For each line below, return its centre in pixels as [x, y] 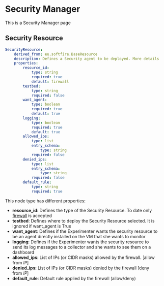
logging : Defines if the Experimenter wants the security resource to [81, 242]
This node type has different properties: [45, 201]
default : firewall [50, 81]
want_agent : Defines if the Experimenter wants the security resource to [85, 231]
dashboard [23, 252]
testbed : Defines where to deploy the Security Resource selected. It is [83, 221]
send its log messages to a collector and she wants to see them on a [82, 247]
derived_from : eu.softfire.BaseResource [56, 54]
